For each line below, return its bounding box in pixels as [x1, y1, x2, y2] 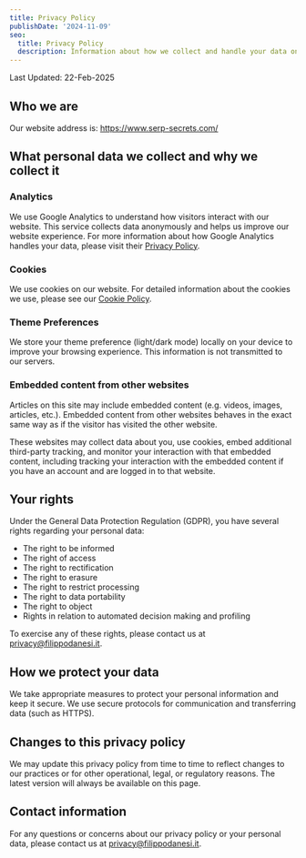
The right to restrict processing [22, 581, 139, 592]
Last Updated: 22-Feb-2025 [9, 72, 116, 83]
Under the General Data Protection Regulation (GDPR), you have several [9, 516, 280, 527]
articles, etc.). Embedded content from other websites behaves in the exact [9, 409, 292, 419]
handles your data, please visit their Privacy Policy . [9, 240, 200, 251]
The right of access [22, 552, 97, 564]
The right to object [22, 601, 93, 612]
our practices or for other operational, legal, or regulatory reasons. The [9, 768, 276, 779]
